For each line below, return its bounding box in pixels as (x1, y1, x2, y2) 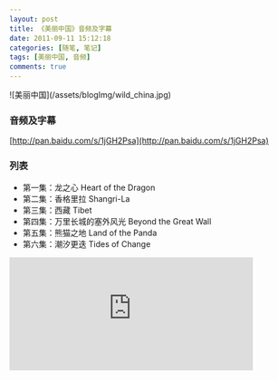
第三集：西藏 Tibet (22, 204, 92, 215)
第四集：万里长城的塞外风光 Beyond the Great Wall (22, 215, 212, 226)
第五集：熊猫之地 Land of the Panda (22, 227, 158, 238)
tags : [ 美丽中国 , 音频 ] (9, 52, 91, 62)
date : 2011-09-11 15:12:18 (9, 33, 111, 43)
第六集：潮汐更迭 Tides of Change (22, 238, 151, 249)
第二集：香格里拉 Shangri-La (22, 193, 130, 204)
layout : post (9, 14, 59, 24)
